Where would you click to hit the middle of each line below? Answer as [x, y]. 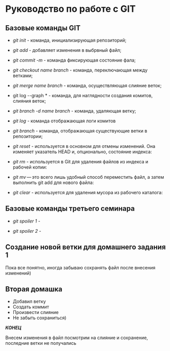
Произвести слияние [36, 312]
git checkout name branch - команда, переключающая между [80, 70]
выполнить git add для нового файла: [53, 182]
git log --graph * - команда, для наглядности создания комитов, [82, 95]
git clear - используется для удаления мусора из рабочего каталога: [88, 192]
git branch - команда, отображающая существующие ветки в [80, 131]
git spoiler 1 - [26, 221]
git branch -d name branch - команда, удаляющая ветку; [75, 111]
